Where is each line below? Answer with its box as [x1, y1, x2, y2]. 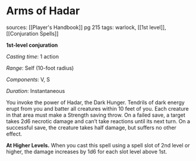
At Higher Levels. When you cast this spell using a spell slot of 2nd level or [6, 141, 190, 149]
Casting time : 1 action [6, 53, 59, 60]
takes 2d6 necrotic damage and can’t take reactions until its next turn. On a [6, 117, 191, 125]
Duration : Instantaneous [6, 87, 65, 94]
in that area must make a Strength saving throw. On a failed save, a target [6, 111, 186, 118]
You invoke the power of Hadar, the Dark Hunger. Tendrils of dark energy [6, 99, 185, 106]
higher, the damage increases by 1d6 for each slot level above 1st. [6, 148, 167, 155]
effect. [6, 130, 23, 137]
